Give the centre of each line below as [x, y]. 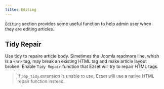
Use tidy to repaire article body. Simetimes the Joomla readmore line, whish [82, 56]
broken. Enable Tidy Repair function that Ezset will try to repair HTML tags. [82, 66]
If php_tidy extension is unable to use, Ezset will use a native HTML [86, 76]
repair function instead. [41, 81]
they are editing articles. [30, 29]
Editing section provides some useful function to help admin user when [78, 24]
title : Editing [21, 10]
